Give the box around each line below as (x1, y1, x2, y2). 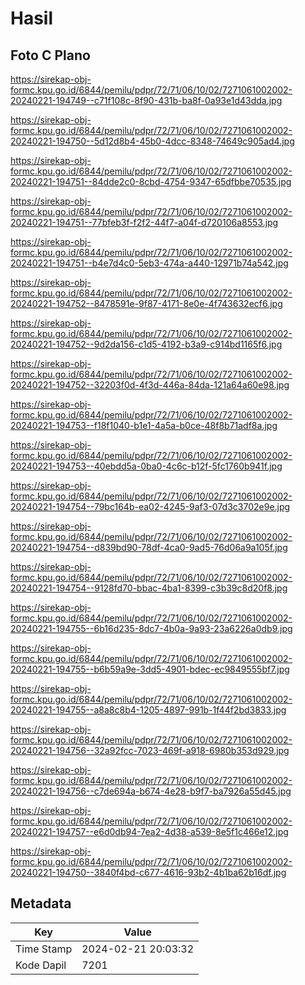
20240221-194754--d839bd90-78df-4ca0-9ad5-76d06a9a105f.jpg (10, 542, 288, 553)
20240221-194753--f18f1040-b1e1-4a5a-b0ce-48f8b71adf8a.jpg (10, 420, 278, 431)
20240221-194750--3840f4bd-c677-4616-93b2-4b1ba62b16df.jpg (10, 867, 287, 878)
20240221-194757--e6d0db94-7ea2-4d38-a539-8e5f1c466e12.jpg (10, 826, 289, 837)
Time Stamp (15, 942, 73, 956)
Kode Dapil (15, 958, 67, 972)
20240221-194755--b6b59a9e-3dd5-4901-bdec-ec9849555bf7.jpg (10, 663, 290, 675)
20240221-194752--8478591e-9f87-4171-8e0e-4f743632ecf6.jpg (10, 298, 283, 309)
